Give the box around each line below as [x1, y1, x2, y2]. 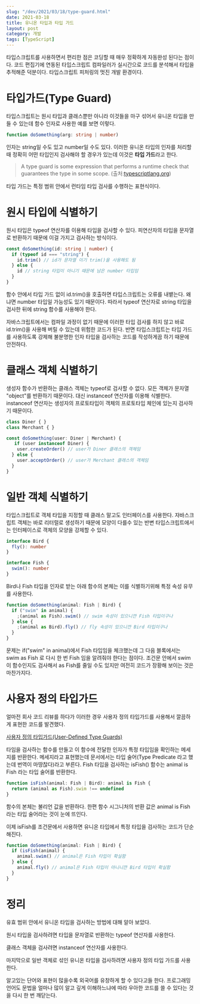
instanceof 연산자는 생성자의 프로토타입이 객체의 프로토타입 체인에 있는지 [6, 399, 177, 406]
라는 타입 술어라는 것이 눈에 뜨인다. [6, 810, 88, 817]
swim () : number [11, 566, 50, 571]
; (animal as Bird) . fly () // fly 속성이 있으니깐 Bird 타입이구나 [17, 624, 168, 630]
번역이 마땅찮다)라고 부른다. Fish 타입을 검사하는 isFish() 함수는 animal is [17, 761, 189, 768]
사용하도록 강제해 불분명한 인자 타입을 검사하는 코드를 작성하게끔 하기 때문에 [12, 333, 190, 340]
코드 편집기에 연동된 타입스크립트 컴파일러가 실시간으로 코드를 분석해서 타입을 [14, 61, 195, 68]
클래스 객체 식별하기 [6, 364, 99, 378]
